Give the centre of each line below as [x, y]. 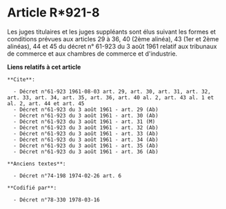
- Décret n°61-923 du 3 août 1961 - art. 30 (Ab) [86, 115]
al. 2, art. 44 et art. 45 [46, 103]
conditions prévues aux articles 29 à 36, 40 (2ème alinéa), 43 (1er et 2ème [113, 38]
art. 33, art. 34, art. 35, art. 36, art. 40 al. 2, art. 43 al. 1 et [111, 98]
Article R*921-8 [53, 13]
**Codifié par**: [32, 188]
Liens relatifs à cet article [44, 67]
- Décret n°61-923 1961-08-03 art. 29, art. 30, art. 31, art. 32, [112, 91]
